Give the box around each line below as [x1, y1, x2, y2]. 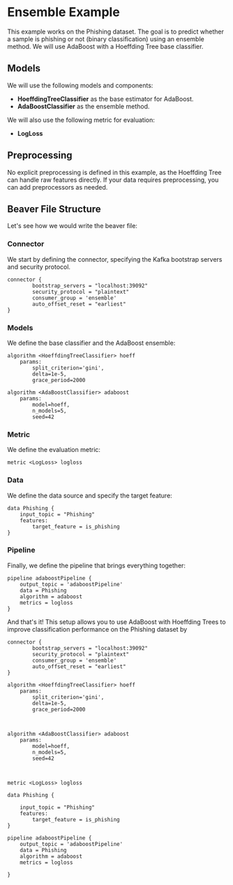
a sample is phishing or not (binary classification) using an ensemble [7, 34, 204, 43]
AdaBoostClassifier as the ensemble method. [17, 102, 150, 111]
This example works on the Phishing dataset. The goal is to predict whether [7, 27, 225, 36]
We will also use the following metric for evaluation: [7, 115, 156, 124]
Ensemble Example [7, 4, 120, 20]
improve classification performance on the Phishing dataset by [7, 625, 188, 633]
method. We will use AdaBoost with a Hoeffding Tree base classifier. [7, 42, 204, 50]
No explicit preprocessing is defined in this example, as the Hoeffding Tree [7, 168, 222, 176]
